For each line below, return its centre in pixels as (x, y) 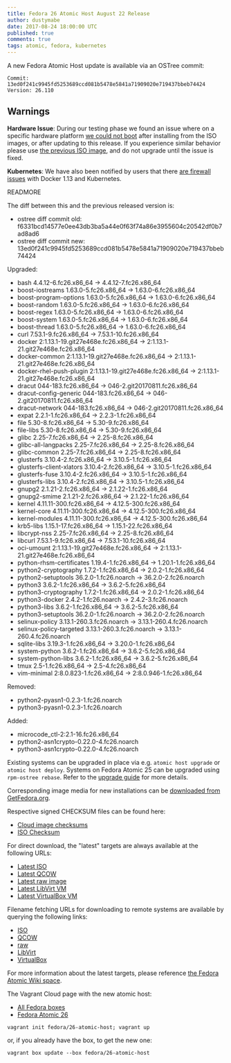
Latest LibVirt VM (42, 888)
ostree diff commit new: (51, 241)
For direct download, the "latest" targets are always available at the (103, 845)
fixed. (15, 157)
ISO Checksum (38, 832)
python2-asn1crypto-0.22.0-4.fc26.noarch (78, 741)
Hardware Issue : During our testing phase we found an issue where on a (111, 128)
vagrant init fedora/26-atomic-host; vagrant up (78, 1027)
